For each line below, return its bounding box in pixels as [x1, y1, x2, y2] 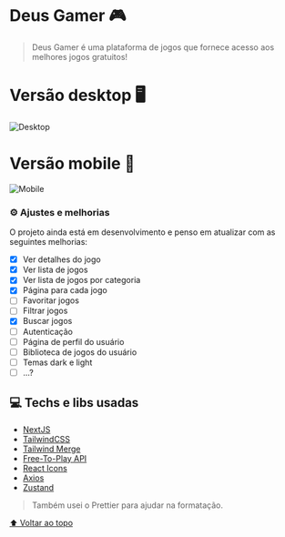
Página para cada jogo [22, 285, 107, 296]
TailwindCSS [22, 433, 71, 444]
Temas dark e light [22, 357, 93, 368]
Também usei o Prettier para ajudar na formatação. [31, 500, 224, 511]
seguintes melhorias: [9, 237, 88, 248]
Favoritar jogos [22, 295, 80, 306]
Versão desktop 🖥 [9, 86, 146, 106]
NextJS [22, 423, 51, 435]
